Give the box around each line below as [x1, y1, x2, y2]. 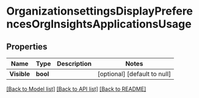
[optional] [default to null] [97, 70, 172, 78]
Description [57, 60, 92, 68]
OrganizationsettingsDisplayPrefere [6, 4, 194, 18]
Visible [9, 70, 31, 78]
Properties [6, 41, 48, 52]
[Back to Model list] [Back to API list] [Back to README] [6, 85, 147, 93]
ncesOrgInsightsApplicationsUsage [6, 17, 192, 31]
